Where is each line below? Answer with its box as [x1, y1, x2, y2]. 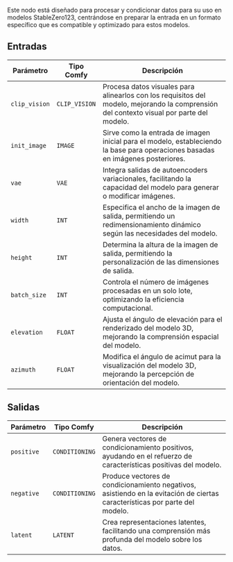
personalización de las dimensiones [103, 257, 220, 267]
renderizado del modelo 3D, [103, 323, 194, 333]
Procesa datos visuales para [103, 81, 195, 91]
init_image [10, 142, 46, 149]
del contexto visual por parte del [103, 108, 208, 117]
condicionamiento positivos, [102, 443, 194, 452]
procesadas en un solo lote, [103, 286, 193, 295]
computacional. [103, 303, 153, 313]
